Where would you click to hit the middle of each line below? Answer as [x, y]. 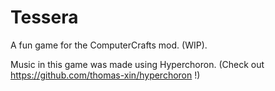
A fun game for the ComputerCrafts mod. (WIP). [109, 45]
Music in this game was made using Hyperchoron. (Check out [137, 64]
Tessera [44, 17]
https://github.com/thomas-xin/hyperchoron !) [105, 75]
